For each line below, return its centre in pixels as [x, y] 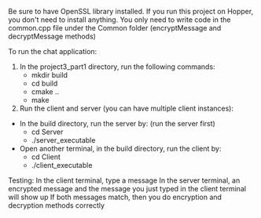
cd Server [47, 132]
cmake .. [45, 92]
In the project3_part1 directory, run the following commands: [117, 67]
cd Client [46, 157]
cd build [44, 83]
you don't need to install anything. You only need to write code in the [119, 20]
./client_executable [62, 165]
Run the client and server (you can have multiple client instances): [127, 108]
